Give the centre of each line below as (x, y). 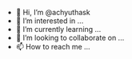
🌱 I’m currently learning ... (58, 29)
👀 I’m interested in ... (50, 21)
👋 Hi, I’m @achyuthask (53, 12)
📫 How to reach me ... (53, 47)
